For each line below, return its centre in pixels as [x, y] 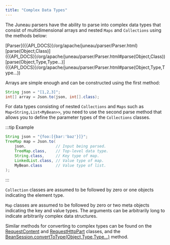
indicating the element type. [35, 195]
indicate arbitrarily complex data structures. [51, 216]
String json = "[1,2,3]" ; [33, 92]
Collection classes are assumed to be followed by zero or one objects [80, 190]
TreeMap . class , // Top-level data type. [62, 151]
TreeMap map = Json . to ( [31, 141]
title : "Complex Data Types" [36, 10]
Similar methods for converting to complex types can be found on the [79, 226]
